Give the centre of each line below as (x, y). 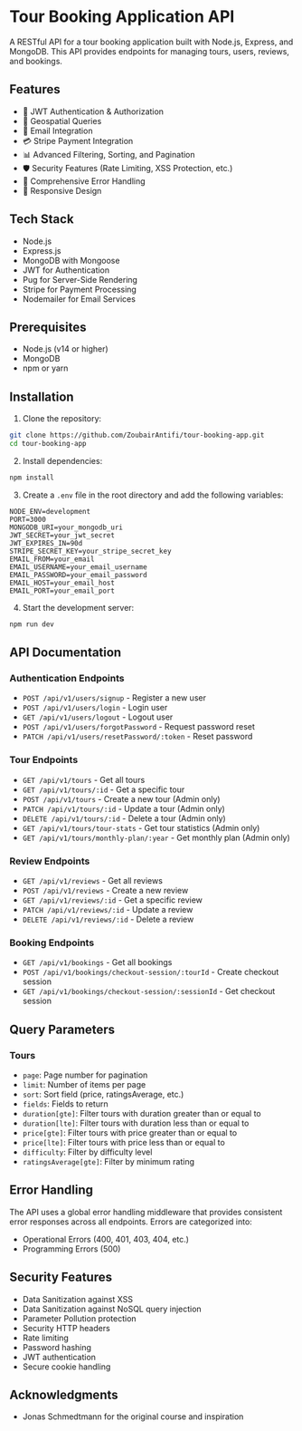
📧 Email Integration (57, 131)
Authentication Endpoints (67, 678)
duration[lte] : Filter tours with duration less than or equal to (136, 1123)
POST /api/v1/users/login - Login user (95, 708)
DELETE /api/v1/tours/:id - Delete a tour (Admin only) (124, 818)
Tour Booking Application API (122, 17)
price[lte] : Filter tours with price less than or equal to (124, 1142)
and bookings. (36, 61)
